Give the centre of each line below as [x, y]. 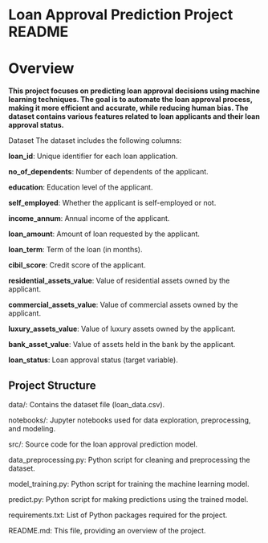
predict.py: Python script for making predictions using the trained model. [128, 499]
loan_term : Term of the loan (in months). [75, 250]
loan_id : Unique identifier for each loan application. [93, 156]
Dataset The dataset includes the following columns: [95, 141]
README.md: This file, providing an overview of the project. [107, 530]
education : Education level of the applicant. [81, 187]
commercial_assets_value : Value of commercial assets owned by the [123, 305]
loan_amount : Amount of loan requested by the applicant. [104, 234]
